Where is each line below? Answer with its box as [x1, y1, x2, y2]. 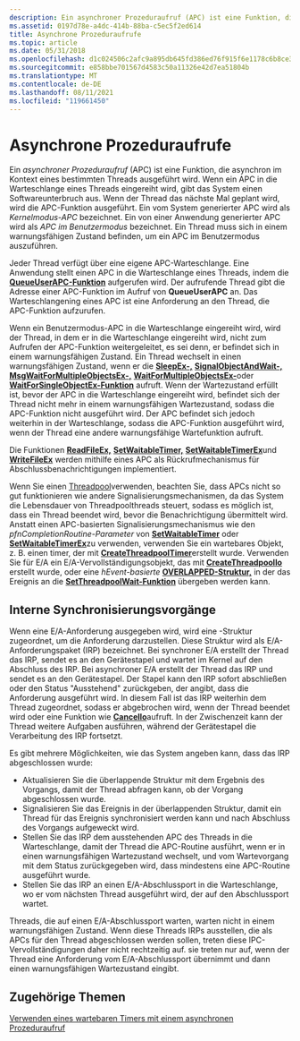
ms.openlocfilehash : [9, 55, 87, 64]
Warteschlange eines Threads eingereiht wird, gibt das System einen [9, 183, 263, 194]
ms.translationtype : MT [9, 72, 98, 81]
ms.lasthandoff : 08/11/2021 [9, 88, 114, 97]
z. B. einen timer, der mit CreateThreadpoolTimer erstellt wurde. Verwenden [9, 548, 289, 559]
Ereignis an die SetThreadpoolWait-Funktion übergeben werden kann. [9, 576, 271, 587]
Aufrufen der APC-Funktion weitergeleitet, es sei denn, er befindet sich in [9, 342, 279, 353]
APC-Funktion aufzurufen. [9, 305, 105, 316]
